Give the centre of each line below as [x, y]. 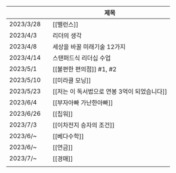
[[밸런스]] [66, 24]
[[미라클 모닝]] [72, 80]
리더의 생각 [67, 35]
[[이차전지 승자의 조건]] [84, 125]
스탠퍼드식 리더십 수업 [82, 58]
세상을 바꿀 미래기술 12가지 [89, 47]
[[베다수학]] [69, 136]
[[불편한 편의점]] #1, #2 [85, 69]
